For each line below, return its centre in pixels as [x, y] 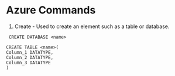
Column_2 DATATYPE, [30, 57]
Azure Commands [51, 10]
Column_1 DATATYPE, [30, 52]
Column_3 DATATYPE [28, 63]
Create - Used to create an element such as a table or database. [92, 26]
